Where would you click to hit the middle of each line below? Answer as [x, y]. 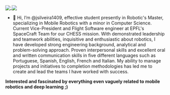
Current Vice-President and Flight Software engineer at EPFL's [78, 28]
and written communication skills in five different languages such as [84, 55]
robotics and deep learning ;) [37, 87]
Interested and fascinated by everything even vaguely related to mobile [83, 82]
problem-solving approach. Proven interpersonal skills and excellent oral [89, 50]
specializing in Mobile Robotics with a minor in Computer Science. [82, 23]
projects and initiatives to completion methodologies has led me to [82, 66]
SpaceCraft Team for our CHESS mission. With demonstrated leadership [89, 34]
